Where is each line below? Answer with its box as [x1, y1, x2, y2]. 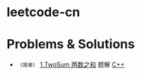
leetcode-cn [6, 4, 81, 20]
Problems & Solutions [6, 36, 135, 53]
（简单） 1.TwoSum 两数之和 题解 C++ [16, 60, 125, 69]
